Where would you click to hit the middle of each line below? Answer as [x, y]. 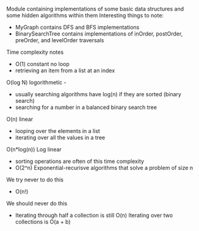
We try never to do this [35, 180]
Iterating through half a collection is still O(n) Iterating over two [94, 215]
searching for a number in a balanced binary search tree [86, 107]
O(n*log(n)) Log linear [34, 149]
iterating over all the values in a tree [60, 138]
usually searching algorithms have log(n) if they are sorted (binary [98, 94]
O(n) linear [20, 119]
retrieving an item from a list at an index [65, 70]
